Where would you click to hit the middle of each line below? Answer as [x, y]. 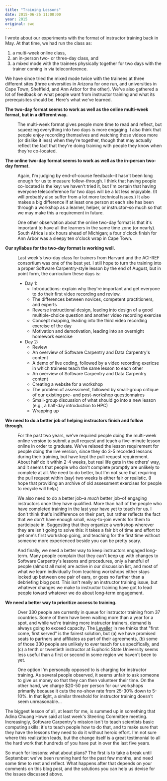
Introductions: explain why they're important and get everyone [96, 289]
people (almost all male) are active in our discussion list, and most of [88, 566]
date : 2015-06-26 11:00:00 [33, 14]
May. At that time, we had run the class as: [48, 43]
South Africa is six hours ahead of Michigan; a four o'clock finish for [87, 233]
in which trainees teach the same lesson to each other [87, 368]
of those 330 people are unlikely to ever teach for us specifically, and [88, 644]
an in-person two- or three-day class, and [55, 58]
